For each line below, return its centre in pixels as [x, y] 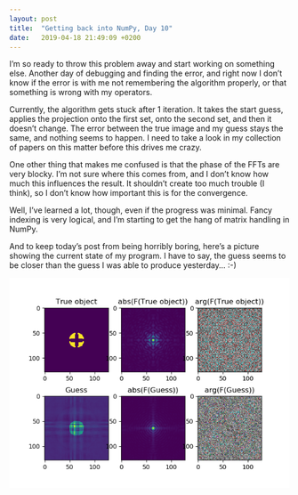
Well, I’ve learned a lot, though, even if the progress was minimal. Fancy [141, 210]
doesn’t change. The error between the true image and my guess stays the [146, 128]
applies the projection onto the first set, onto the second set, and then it [141, 119]
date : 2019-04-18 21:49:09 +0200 [75, 37]
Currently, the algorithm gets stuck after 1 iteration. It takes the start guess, [146, 110]
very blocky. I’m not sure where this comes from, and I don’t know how [139, 174]
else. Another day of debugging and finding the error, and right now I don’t [146, 73]
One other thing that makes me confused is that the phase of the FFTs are [145, 165]
